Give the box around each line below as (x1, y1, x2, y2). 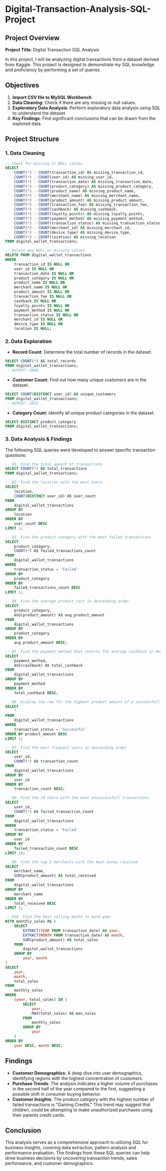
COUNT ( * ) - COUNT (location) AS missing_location (14, 234, 116, 239)
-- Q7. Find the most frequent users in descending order (5, 745, 127, 750)
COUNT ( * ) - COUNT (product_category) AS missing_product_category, (14, 184, 154, 189)
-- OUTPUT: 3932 (5, 401, 39, 406)
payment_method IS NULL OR (14, 308, 70, 313)
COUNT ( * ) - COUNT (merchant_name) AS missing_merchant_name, (14, 193, 140, 198)
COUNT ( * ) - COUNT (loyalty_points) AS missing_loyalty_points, (14, 212, 145, 217)
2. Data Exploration (5, 338, 52, 345)
